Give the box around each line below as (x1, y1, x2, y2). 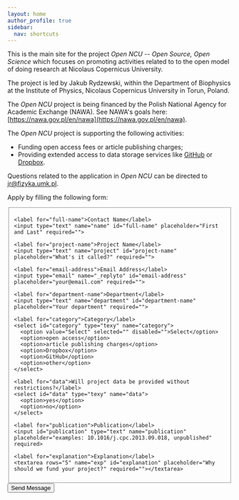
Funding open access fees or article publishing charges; (17, 143, 183, 152)
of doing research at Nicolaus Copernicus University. (7, 65, 163, 73)
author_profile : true (7, 17, 72, 24)
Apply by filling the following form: (7, 193, 108, 202)
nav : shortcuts (14, 30, 59, 38)
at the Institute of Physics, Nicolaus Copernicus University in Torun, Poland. (7, 86, 230, 95)
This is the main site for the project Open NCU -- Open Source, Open (7, 50, 210, 58)
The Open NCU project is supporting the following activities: (7, 129, 184, 137)
